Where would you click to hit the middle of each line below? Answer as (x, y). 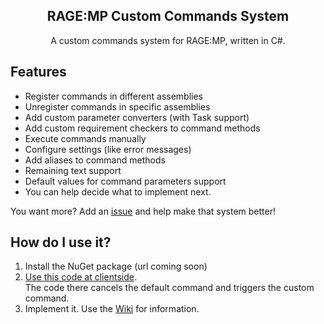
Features (38, 72)
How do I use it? (61, 242)
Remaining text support (73, 170)
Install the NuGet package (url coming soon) (116, 266)
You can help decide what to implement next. (118, 191)
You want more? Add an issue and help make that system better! (143, 211)
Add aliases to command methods (95, 160)
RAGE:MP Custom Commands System (168, 16)
